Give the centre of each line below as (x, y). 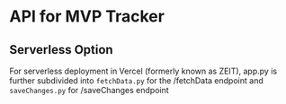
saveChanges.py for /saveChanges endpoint (89, 90)
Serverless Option (62, 50)
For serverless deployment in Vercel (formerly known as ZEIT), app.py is (143, 71)
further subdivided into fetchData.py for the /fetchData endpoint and (136, 81)
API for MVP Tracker (87, 17)
